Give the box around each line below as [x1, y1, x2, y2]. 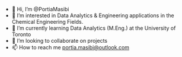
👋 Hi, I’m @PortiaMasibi [11, 6, 69, 12]
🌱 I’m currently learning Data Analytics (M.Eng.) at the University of [11, 24, 176, 31]
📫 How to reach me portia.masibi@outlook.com [11, 44, 129, 50]
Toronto [11, 31, 31, 38]
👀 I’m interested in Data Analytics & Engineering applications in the [11, 12, 175, 19]
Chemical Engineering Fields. [11, 18, 84, 25]
